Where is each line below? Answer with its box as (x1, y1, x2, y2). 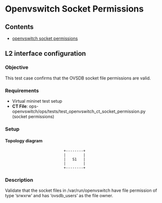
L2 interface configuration (5, 49, 86, 58)
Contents (5, 23, 34, 31)
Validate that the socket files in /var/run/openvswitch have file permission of (5, 187, 157, 193)
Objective (5, 64, 29, 71)
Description (5, 177, 33, 184)
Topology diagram (5, 138, 43, 143)
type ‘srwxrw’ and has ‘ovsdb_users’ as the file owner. (5, 193, 113, 199)
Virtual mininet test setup (12, 98, 63, 104)
